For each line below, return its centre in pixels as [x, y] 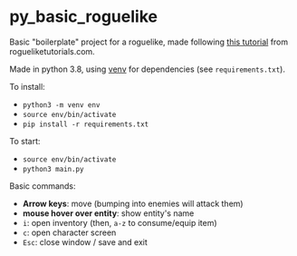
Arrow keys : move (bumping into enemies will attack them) [133, 203]
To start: [25, 141]
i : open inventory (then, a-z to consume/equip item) [120, 222]
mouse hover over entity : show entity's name [108, 213]
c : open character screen [69, 232]
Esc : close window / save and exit [85, 241]
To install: [27, 86]
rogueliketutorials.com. [52, 51]
